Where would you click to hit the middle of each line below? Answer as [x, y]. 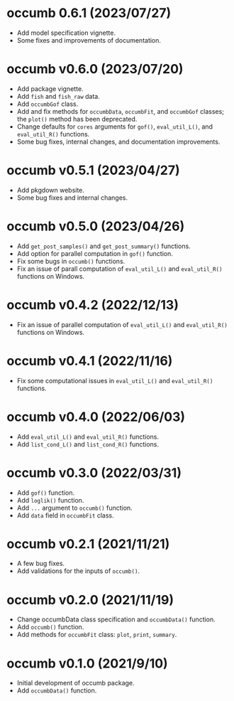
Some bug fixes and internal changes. [72, 198]
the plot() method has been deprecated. [77, 119]
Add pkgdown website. [50, 190]
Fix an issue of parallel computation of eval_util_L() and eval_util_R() [122, 324]
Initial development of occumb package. [76, 683]
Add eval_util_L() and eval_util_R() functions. [88, 437]
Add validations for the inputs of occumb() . [78, 571]
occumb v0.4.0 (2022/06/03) [96, 417]
